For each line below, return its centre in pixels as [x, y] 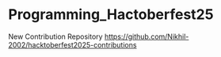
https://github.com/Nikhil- [147, 36]
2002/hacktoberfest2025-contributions [72, 44]
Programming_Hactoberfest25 [111, 15]
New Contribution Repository [55, 36]
